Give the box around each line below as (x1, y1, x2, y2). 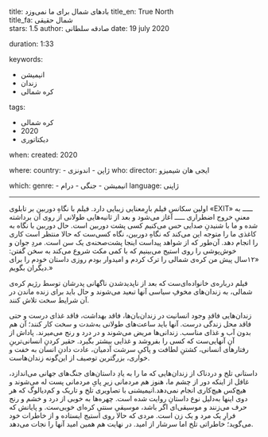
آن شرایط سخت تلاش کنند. (9, 295, 90, 305)
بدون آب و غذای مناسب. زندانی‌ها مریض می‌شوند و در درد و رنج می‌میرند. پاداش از (9, 328, 251, 337)
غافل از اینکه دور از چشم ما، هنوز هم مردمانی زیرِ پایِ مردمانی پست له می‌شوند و (9, 377, 250, 386)
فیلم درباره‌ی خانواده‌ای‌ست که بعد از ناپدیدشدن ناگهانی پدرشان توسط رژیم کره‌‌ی (9, 279, 249, 287)
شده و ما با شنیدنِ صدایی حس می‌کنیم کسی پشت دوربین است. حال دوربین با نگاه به (9, 220, 258, 230)
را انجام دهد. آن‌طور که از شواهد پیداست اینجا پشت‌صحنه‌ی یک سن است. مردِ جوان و (9, 238, 258, 247)
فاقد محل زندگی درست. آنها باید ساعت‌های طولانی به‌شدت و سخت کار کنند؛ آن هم (9, 319, 252, 329)
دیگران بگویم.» (9, 263, 53, 272)
